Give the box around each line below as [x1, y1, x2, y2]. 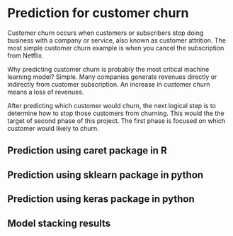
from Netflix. [7, 51, 44, 60]
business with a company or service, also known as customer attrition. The [7, 36, 227, 44]
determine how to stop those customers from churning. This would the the [7, 109, 225, 117]
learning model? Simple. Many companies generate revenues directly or [7, 73, 217, 81]
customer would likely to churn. [7, 124, 99, 132]
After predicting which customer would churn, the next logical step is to [7, 101, 216, 109]
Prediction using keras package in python [7, 193, 195, 205]
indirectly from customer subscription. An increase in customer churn [7, 80, 210, 88]
